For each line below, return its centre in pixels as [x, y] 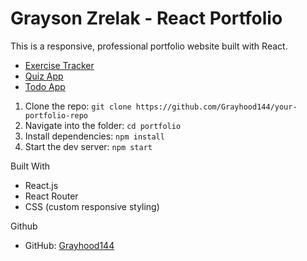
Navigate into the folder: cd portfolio [103, 125]
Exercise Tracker [59, 65]
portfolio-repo [56, 115]
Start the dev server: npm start [88, 146]
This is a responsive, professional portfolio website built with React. [149, 46]
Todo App [45, 86]
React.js [41, 185]
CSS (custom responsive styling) [92, 206]
